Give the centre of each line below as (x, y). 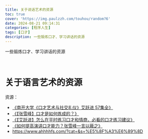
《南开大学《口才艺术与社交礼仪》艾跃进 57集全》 (62, 107)
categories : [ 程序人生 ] (28, 28)
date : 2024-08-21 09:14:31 (33, 23)
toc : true (15, 14)
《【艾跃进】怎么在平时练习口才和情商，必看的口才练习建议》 (73, 119)
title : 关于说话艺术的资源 (29, 10)
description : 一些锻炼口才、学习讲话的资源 (45, 37)
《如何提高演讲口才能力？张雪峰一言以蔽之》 (57, 126)
